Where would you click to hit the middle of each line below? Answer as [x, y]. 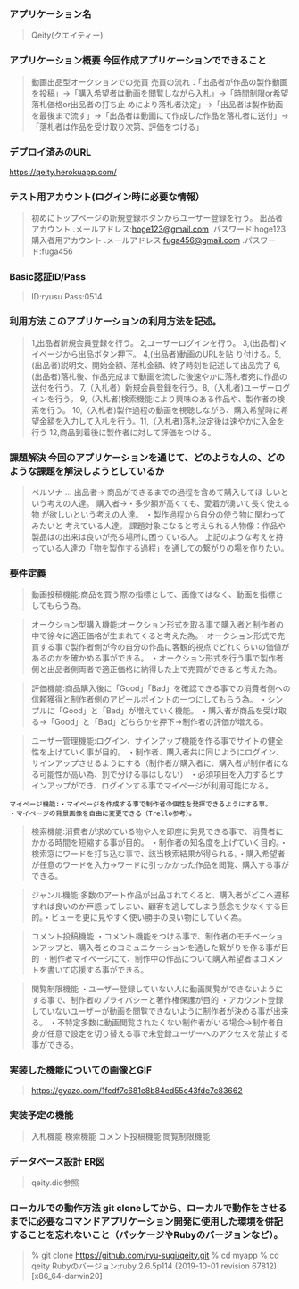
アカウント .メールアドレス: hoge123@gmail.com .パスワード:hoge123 [158, 229]
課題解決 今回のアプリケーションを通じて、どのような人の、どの [147, 458]
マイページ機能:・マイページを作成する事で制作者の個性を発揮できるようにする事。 [141, 805]
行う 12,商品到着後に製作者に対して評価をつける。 [123, 432]
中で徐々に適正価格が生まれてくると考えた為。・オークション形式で [154, 636]
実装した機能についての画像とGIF [81, 1070]
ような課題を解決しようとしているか [87, 471]
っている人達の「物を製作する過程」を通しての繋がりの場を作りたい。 [160, 548]
